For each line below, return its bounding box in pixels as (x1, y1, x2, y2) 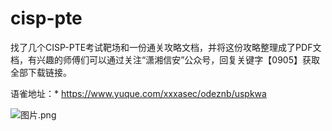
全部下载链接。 (10, 66, 72, 78)
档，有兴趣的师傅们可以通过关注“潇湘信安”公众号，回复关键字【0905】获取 (10, 53, 320, 66)
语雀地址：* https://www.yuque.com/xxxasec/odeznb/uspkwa (10, 87, 267, 99)
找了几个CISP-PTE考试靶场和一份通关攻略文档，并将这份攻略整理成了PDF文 (10, 41, 322, 53)
